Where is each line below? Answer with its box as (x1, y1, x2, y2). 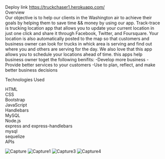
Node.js (5, 118, 21, 123)
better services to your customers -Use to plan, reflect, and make (22, 62, 156, 68)
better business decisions (5, 67, 58, 73)
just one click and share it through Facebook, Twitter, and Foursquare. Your (5, 31, 159, 36)
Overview (5, 9, 25, 15)
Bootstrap (5, 97, 26, 103)
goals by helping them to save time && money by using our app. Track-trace (5, 20, 160, 26)
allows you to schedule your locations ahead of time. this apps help (5, 51, 143, 57)
